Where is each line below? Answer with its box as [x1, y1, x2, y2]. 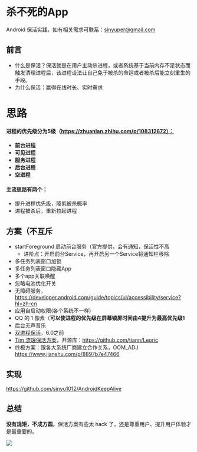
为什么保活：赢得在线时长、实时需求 [14, 84, 103, 91]
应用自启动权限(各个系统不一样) [14, 307, 91, 314]
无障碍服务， [14, 287, 46, 295]
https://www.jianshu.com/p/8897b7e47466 [14, 351, 120, 358]
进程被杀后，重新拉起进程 [14, 207, 77, 215]
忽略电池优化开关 [14, 280, 57, 287]
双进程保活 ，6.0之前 [14, 329, 64, 336]
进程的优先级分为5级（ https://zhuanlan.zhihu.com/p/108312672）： [6, 127, 174, 134]
